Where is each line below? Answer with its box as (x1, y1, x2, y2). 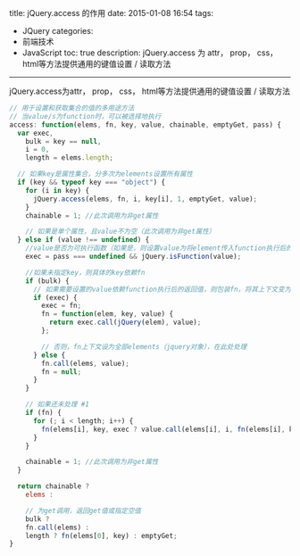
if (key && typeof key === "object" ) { (17, 178, 166, 187)
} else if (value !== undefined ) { (17, 236, 150, 245)
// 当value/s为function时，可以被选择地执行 (9, 112, 162, 120)
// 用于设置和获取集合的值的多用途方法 (9, 104, 135, 112)
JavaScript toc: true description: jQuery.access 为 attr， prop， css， (21, 47, 279, 58)
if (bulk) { (25, 276, 70, 286)
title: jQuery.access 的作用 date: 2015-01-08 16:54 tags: (9, 8, 214, 18)
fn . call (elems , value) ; (41, 359, 129, 368)
